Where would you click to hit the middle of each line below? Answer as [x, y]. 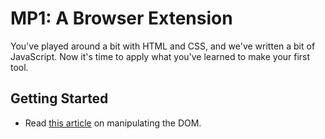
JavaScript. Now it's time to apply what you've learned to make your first [160, 56]
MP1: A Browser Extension [121, 18]
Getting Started [59, 98]
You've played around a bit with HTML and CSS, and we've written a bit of [163, 46]
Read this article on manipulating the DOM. [113, 123]
